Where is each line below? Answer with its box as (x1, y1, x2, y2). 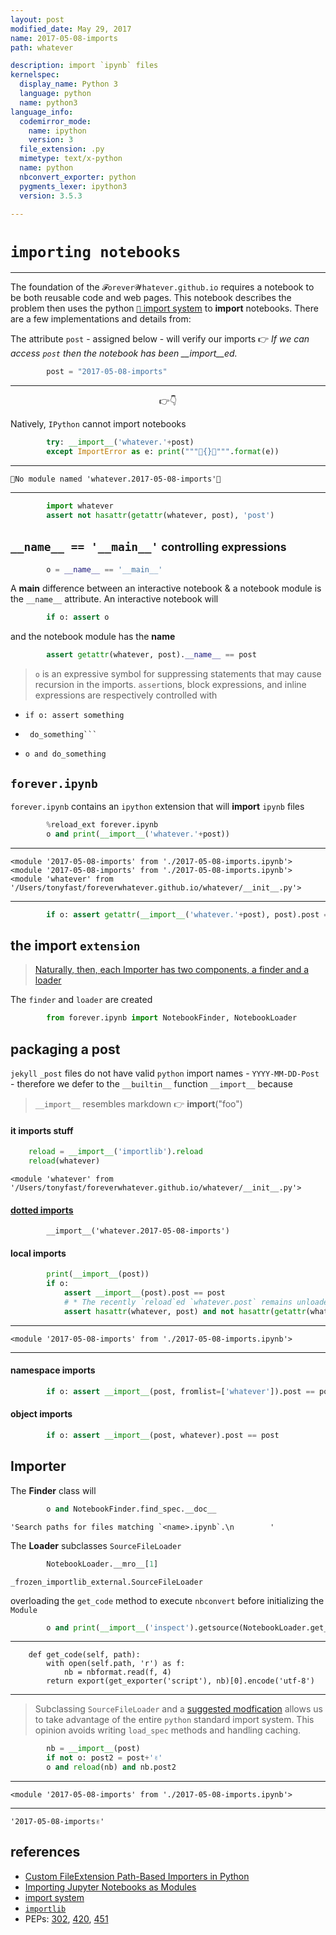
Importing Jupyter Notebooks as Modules (24, 1881, 197, 1893)
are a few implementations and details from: (10, 313, 192, 325)
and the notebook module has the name (10, 631, 176, 643)
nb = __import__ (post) (46, 1744, 141, 1754)
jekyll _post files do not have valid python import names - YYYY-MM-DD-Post (10, 1067, 320, 1080)
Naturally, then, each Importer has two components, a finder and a (34, 964, 310, 976)
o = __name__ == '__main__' (46, 564, 163, 575)
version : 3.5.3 (19, 191, 83, 201)
